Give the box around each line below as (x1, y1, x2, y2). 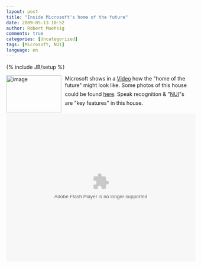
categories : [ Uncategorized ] (6, 36, 78, 42)
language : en (6, 47, 38, 53)
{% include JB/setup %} (6, 63, 65, 70)
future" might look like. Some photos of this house (64, 81, 187, 89)
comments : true (6, 31, 44, 37)
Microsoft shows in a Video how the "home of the (64, 75, 186, 82)
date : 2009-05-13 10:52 (6, 20, 65, 25)
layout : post (6, 8, 38, 15)
